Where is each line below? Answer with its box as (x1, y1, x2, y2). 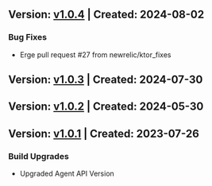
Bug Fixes (8, 32, 48, 43)
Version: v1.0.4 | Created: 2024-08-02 (8, 8, 205, 21)
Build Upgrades (8, 150, 69, 161)
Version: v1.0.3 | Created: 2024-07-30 (8, 73, 203, 87)
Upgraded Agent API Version (19, 169, 115, 179)
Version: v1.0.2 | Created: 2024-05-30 (8, 100, 204, 114)
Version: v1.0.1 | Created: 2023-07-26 (8, 126, 200, 140)
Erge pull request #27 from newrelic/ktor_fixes (19, 49, 172, 60)
